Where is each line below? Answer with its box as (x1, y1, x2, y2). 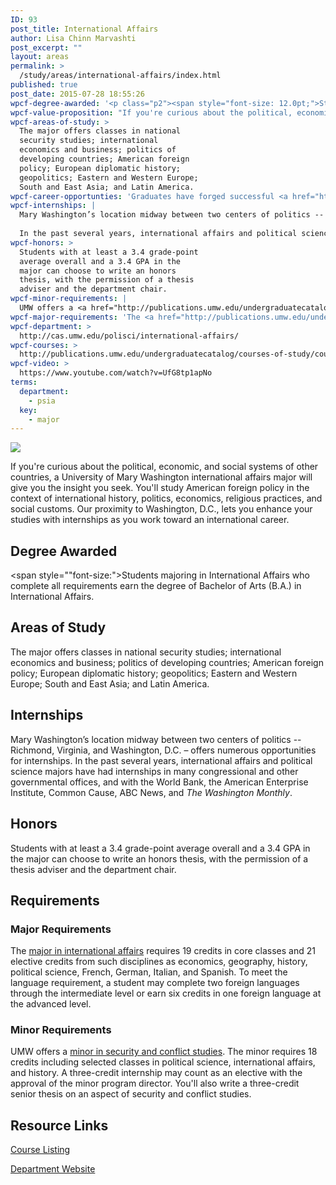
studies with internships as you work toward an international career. (10, 514, 290, 526)
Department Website (10, 1163, 96, 1175)
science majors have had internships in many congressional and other (10, 765, 299, 777)
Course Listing (10, 1144, 71, 1156)
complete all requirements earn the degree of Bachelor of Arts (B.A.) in (10, 580, 302, 592)
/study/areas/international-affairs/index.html (19, 71, 222, 81)
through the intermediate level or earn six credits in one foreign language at (10, 987, 322, 1000)
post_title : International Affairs (10, 24, 159, 34)
